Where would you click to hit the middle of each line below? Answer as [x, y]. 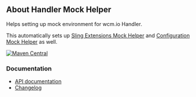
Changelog [28, 88]
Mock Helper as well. [32, 41]
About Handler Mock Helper [59, 10]
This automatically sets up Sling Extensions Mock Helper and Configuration [98, 35]
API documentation [38, 82]
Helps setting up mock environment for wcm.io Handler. [74, 24]
